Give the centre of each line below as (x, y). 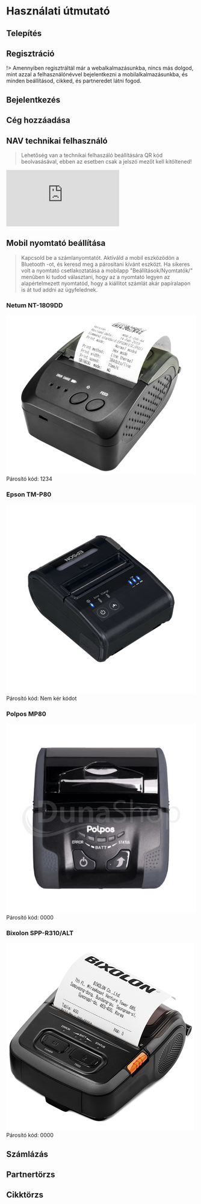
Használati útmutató (58, 11)
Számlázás (27, 1154)
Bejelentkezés (33, 100)
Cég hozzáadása (38, 121)
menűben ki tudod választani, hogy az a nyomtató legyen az (95, 277)
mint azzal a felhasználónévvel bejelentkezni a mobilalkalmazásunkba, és (97, 75)
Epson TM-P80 (29, 494)
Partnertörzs (31, 1175)
